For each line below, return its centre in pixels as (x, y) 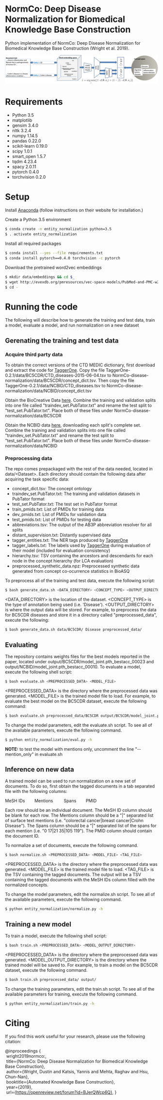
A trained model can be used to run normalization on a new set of (70, 781)
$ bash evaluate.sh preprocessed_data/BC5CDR (52, 716)
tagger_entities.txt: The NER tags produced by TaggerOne (70, 540)
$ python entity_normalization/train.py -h (50, 1004)
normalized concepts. (27, 885)
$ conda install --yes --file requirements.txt (54, 253)
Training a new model (38, 924)
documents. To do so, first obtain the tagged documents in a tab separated (80, 786)
